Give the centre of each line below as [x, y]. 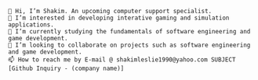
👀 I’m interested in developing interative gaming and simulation [119, 18]
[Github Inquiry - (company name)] [66, 68]
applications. [31, 25]
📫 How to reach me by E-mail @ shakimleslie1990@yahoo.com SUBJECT [122, 60]
